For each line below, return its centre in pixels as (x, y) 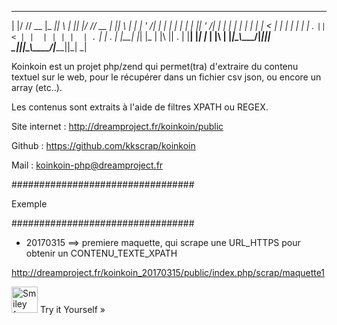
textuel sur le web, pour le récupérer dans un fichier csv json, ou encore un (166, 77)
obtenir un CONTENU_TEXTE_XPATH (101, 253)
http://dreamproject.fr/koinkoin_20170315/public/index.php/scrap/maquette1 (168, 272)
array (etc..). (37, 87)
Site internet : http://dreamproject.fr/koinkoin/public (117, 126)
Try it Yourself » (72, 309)
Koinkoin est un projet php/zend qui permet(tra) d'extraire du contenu (155, 66)
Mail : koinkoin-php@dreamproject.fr (87, 165)
